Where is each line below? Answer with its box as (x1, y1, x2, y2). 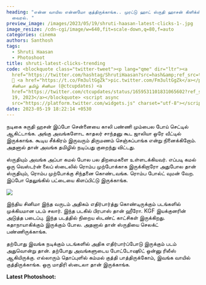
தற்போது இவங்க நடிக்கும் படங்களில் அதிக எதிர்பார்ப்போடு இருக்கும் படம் (6, 240, 177, 247)
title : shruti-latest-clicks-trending (6, 60, 105, 66)
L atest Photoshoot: (6, 273, 56, 280)
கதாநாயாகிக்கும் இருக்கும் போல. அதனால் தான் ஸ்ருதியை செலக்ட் (6, 221, 159, 228)
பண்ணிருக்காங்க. (6, 227, 47, 235)
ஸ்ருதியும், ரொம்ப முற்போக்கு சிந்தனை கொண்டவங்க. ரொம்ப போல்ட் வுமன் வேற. (6, 169, 194, 177)
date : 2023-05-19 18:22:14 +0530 (6, 105, 92, 112)
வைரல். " (12, 15, 35, 21)
